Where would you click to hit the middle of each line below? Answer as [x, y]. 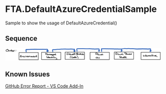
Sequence [21, 39]
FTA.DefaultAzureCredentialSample [81, 9]
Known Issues [28, 74]
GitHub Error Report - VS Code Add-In [44, 86]
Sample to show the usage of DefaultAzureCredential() [61, 23]
